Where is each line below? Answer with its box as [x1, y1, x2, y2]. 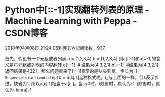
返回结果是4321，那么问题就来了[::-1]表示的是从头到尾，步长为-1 [5, 68, 138, 74]
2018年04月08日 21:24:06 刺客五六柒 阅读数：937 [5, 45, 105, 51]
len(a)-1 [15, 87, 32, 93]
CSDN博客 [5, 28, 48, 39]
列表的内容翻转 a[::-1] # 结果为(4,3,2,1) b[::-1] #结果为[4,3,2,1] [31, 62, 159, 68]
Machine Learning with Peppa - [5, 15, 137, 27]
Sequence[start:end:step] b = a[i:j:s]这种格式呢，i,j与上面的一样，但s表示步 [5, 74, 159, 80]
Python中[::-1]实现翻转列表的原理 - [5, 4, 149, 16]
